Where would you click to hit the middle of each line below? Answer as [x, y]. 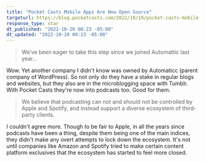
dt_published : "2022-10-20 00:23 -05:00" [60, 29]
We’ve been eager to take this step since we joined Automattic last [105, 52]
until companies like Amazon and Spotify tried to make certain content [95, 146]
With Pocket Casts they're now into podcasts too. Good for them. [89, 90]
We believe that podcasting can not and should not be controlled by [107, 102]
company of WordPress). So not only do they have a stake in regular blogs [100, 77]
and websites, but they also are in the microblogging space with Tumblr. [97, 84]
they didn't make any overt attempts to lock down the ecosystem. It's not [98, 140]
